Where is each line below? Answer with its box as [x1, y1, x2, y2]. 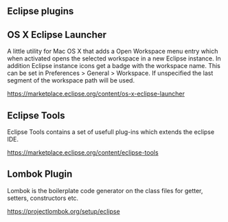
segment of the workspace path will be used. [7, 76, 135, 85]
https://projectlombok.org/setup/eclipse [7, 207, 120, 215]
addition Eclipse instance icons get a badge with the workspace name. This [7, 62, 221, 70]
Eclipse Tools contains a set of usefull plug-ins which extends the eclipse [7, 128, 215, 136]
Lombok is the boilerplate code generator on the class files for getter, [7, 186, 203, 195]
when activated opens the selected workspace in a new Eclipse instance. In [7, 54, 221, 63]
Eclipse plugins [7, 5, 74, 17]
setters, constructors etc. [7, 194, 79, 202]
